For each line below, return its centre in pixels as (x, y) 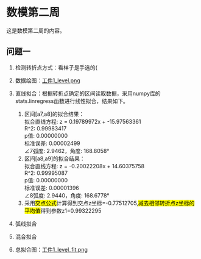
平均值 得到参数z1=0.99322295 (63, 210)
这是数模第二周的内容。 (36, 30)
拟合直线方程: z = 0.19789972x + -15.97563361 (83, 121)
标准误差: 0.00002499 (52, 143)
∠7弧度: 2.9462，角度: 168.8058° (67, 151)
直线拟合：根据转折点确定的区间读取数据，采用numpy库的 (88, 93)
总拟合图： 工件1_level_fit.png (51, 249)
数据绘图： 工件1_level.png (48, 80)
